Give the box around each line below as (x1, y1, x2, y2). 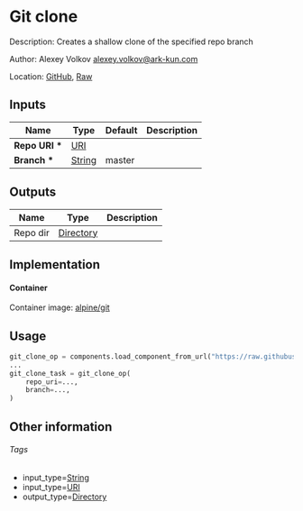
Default (105, 123, 138, 136)
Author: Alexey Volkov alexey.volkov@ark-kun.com (9, 53, 198, 64)
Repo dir (14, 226, 50, 239)
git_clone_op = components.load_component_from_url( (9, 351, 212, 361)
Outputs (9, 185, 57, 200)
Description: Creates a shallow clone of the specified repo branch (9, 36, 254, 47)
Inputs (9, 97, 47, 113)
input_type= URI (22, 481, 81, 492)
